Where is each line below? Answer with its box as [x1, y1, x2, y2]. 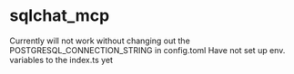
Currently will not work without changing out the [9, 35, 191, 46]
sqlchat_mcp [9, 5, 110, 26]
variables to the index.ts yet [9, 54, 114, 65]
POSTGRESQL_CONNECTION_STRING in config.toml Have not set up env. [9, 44, 286, 55]
